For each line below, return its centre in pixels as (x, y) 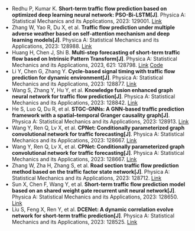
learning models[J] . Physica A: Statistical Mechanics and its (85, 40)
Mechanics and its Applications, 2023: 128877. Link (74, 84)
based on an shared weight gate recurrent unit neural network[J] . (94, 191)
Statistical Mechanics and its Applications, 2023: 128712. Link (87, 178)
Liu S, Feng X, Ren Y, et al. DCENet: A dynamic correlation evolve (92, 209)
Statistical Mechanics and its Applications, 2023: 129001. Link (87, 21)
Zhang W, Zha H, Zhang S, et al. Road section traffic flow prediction (95, 165)
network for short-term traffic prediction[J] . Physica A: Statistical (93, 216)
